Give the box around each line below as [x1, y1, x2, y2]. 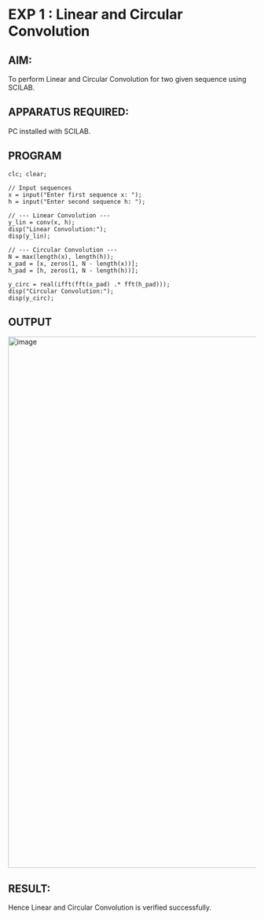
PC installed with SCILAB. [8, 126, 91, 135]
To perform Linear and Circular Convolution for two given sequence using [8, 75, 247, 83]
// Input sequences [8, 183, 72, 192]
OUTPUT [8, 316, 53, 329]
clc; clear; [8, 170, 47, 178]
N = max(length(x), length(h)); [8, 253, 114, 260]
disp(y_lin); [8, 232, 51, 240]
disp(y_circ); [8, 294, 55, 302]
